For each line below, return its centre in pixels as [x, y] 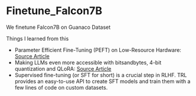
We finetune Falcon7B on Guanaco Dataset [58, 27]
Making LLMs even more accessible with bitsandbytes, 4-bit [88, 62]
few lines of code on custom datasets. [61, 87]
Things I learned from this [37, 38]
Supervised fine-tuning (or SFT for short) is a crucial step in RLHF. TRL [101, 75]
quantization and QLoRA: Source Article [63, 68]
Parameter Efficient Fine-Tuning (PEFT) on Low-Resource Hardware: [98, 50]
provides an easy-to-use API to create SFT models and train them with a [102, 81]
